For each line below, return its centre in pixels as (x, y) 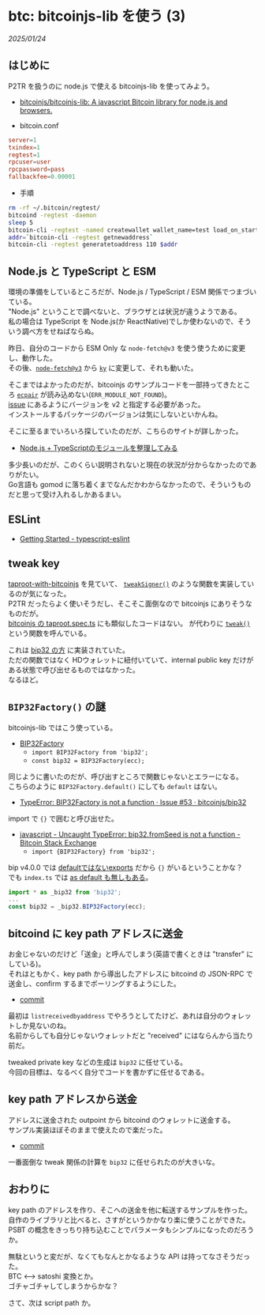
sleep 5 (21, 222)
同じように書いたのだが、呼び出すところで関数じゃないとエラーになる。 (125, 777)
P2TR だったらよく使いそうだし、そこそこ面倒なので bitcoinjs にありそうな (130, 603)
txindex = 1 (24, 147)
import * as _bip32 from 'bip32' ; (65, 892)
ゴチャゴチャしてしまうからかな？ (63, 1286)
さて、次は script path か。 (52, 1302)
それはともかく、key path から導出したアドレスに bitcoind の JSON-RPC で (131, 973)
